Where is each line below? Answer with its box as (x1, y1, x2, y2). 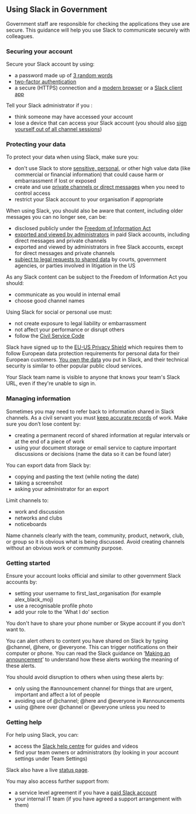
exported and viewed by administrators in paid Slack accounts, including (14, 231, 190, 238)
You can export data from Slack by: (6, 462, 91, 469)
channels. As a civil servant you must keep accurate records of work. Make (6, 414, 188, 421)
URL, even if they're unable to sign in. (6, 380, 97, 387)
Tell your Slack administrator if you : (6, 102, 92, 109)
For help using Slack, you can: (6, 731, 79, 739)
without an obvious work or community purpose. (6, 544, 123, 551)
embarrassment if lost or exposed (14, 177, 97, 184)
